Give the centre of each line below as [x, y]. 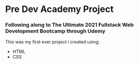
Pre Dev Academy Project [59, 9]
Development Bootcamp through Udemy [55, 31]
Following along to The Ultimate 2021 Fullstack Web [69, 25]
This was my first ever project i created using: [52, 42]
